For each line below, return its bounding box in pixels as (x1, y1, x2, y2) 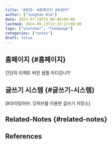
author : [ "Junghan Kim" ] (5, 12, 57, 17)
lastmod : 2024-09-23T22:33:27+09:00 (5, 21, 82, 27)
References (5, 132, 42, 141)
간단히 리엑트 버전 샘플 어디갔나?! (5, 69, 71, 76)
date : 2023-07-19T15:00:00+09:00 (5, 17, 75, 22)
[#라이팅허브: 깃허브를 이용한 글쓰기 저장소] (5, 100, 90, 106)
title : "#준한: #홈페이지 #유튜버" (5, 7, 70, 13)
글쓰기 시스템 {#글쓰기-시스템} (5, 86, 95, 95)
